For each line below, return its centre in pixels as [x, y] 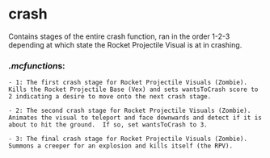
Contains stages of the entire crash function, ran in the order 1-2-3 [119, 36]
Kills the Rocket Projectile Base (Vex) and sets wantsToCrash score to [133, 89]
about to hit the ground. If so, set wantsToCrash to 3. [108, 125]
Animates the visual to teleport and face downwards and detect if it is [135, 118]
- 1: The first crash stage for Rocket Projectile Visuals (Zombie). [128, 83]
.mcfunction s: [37, 65]
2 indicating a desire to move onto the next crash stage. [110, 97]
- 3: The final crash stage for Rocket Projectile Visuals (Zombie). [128, 139]
